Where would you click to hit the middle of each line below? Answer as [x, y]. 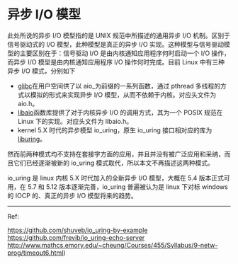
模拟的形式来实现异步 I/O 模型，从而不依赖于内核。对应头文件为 [123, 94]
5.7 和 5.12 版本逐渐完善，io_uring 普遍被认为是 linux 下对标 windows [127, 186]
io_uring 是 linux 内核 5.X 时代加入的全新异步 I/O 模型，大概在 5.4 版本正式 [116, 178]
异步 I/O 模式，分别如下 [41, 71]
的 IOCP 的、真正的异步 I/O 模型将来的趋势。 [72, 195]
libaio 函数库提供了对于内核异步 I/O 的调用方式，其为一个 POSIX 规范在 [120, 112]
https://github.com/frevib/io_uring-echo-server [76, 237]
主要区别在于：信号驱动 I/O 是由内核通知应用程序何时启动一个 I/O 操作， [125, 53]
